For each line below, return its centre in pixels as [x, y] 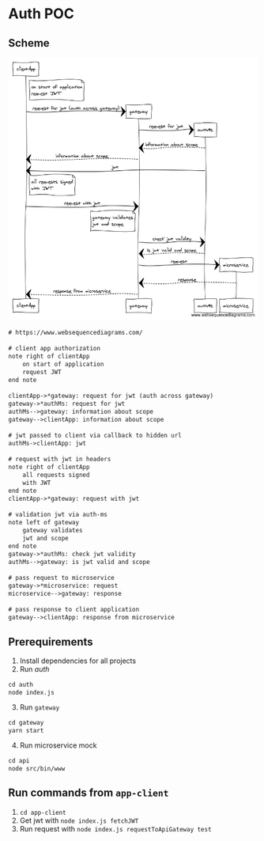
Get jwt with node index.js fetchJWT [79, 820]
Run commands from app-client [89, 793]
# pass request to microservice [61, 578]
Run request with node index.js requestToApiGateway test [115, 828]
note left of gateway [44, 523]
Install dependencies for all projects [78, 661]
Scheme [29, 43]
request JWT [42, 373]
